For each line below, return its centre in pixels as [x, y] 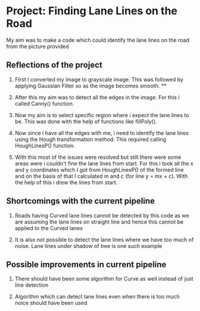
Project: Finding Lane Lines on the [92, 11]
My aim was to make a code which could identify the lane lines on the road [98, 40]
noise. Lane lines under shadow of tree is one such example [88, 246]
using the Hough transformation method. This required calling [90, 139]
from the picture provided [38, 46]
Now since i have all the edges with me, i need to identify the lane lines [102, 133]
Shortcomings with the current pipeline [81, 201]
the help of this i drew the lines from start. [66, 182]
